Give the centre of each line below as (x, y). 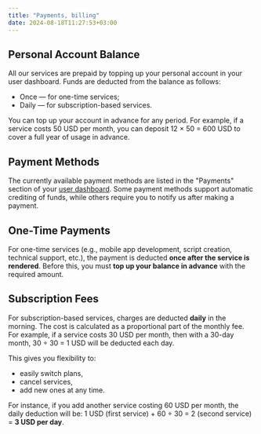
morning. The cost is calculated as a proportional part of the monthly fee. (126, 326)
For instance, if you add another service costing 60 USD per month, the (123, 405)
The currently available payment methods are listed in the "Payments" (121, 181)
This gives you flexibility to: (52, 358)
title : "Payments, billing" (54, 15)
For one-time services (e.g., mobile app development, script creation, (120, 249)
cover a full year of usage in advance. (69, 137)
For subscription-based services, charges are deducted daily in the (117, 318)
